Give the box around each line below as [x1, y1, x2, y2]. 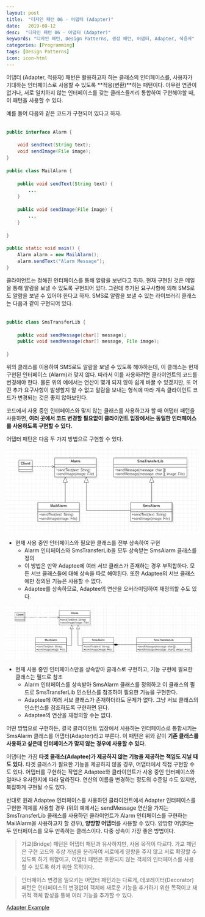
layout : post [6, 10, 40, 16]
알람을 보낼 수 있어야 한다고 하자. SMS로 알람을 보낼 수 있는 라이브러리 [12, 292, 181, 299]
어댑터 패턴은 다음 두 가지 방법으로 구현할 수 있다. [6, 435, 124, 443]
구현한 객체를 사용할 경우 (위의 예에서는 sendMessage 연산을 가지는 [6, 804, 169, 812]
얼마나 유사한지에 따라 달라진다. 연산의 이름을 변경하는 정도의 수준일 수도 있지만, [6, 776, 197, 783]
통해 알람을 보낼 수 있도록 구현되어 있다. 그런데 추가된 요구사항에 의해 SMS [12, 284, 190, 291]
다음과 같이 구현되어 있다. [12, 299, 73, 306]
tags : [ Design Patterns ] [6, 49, 70, 55]
